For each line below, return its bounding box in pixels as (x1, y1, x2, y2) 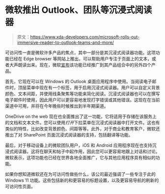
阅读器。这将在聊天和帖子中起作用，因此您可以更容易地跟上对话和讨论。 (13, 148, 160, 154)
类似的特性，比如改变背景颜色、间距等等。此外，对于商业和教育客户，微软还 (5, 126, 160, 132)
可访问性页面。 (5, 183, 35, 189)
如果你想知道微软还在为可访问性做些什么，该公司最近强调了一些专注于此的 (5, 171, 156, 177)
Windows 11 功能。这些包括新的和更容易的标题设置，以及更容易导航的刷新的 (5, 177, 159, 183)
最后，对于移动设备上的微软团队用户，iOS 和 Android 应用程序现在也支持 (5, 142, 152, 148)
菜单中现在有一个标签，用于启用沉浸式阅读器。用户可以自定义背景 (26, 84, 160, 90)
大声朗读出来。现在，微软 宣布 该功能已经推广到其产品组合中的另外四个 (9, 62, 151, 68)
